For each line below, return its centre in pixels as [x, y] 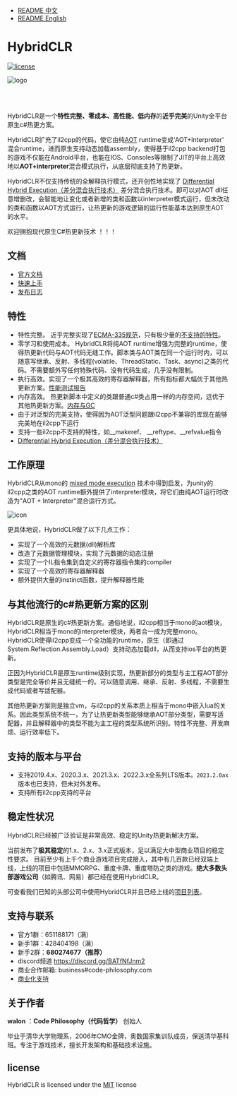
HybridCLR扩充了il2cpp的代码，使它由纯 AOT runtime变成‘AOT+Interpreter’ [116, 139]
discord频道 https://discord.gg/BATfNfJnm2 [81, 961]
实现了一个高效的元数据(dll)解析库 [67, 544]
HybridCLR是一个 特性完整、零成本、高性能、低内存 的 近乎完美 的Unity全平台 [117, 116]
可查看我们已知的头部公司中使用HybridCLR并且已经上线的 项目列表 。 [107, 891]
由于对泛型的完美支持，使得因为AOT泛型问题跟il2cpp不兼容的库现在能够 [122, 414]
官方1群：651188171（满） [55, 934]
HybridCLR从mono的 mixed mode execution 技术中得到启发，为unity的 [110, 483]
